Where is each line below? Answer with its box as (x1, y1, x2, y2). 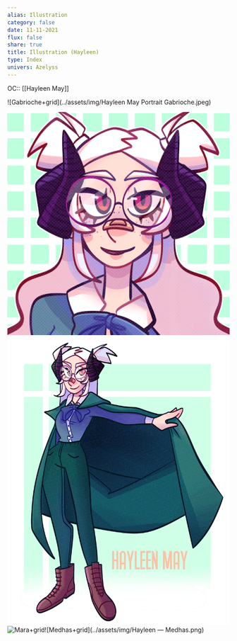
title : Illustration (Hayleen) (7, 49, 99, 56)
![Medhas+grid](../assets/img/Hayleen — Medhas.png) (44, 625, 205, 634)
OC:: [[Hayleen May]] (7, 84, 69, 92)
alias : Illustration (7, 11, 68, 18)
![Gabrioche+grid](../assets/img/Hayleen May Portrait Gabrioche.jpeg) (7, 98, 212, 106)
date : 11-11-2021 (7, 26, 59, 33)
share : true (7, 41, 42, 49)
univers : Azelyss (7, 64, 59, 71)
